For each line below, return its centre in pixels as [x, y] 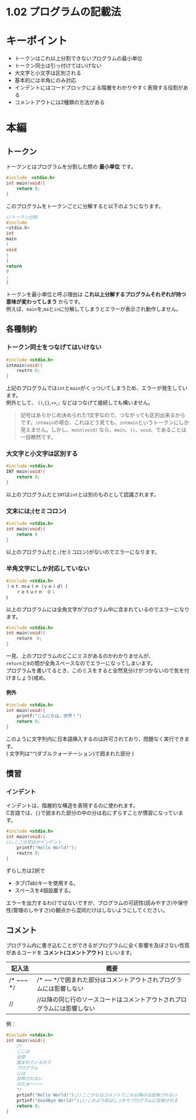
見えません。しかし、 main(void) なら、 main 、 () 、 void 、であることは [103, 430]
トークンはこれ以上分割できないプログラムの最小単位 [78, 59]
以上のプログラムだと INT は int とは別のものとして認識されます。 [83, 494]
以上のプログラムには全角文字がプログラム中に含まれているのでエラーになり [98, 609]
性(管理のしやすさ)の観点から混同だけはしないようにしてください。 [87, 910]
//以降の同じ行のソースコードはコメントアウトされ [106, 1000]
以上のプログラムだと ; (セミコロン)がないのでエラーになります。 [83, 552]
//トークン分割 [22, 217]
